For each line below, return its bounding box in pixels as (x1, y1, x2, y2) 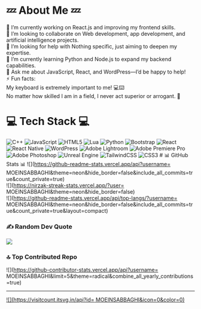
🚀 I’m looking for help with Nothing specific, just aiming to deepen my (6, 42, 178, 50)
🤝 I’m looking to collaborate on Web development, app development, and (6, 30, 185, 37)
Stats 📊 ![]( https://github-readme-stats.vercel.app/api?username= (6, 160, 171, 167)
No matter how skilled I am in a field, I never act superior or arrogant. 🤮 (6, 92, 181, 99)
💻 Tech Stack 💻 (6, 115, 90, 129)
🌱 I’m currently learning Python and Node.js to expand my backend (6, 55, 172, 63)
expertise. (6, 49, 31, 56)
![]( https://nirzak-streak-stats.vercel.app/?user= (6, 182, 124, 189)
